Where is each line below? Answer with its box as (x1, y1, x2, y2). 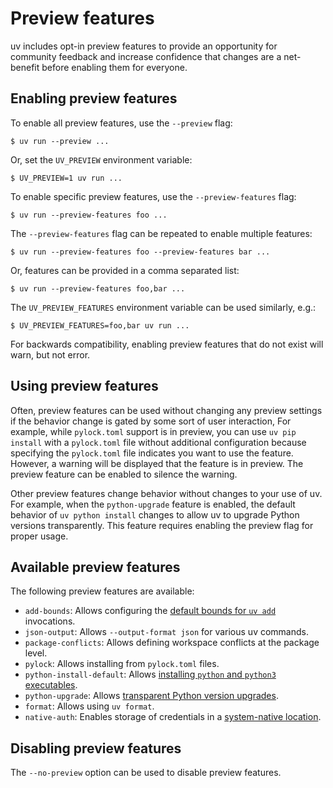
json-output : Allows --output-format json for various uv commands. (24, 626, 309, 638)
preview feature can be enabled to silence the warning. (10, 468, 238, 480)
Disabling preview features (10, 740, 182, 757)
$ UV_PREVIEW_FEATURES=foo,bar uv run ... (10, 320, 190, 331)
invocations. (24, 615, 76, 627)
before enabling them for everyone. (41, 61, 188, 73)
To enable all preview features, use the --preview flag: (10, 117, 233, 129)
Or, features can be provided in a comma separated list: (10, 264, 240, 276)
